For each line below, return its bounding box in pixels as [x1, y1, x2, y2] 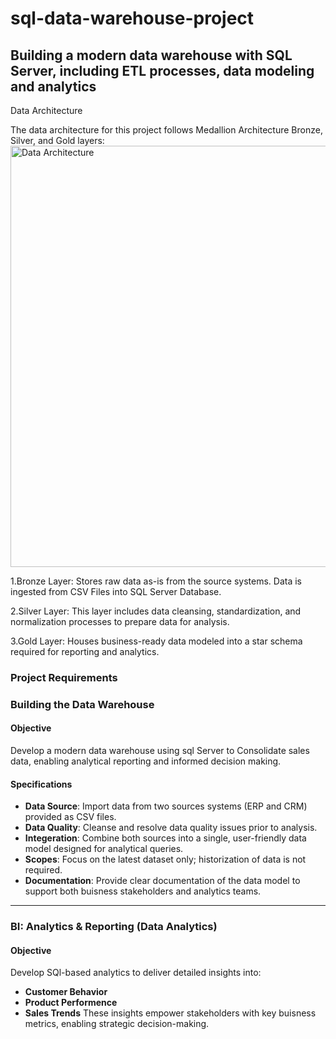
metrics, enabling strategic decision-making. [24, 1018, 210, 1030]
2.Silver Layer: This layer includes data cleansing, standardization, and [10, 605, 302, 617]
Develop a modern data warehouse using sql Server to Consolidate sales [10, 745, 310, 757]
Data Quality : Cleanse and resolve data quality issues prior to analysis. [24, 822, 318, 834]
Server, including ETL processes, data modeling [10, 62, 315, 79]
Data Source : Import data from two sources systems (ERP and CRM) [24, 800, 308, 812]
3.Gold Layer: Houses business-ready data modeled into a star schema [10, 635, 303, 647]
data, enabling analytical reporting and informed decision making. [10, 755, 282, 767]
